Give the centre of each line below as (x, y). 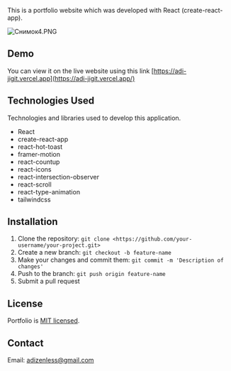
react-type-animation (49, 192)
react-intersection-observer (58, 177)
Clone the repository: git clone (63, 239)
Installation (33, 222)
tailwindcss (34, 199)
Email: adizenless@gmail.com (51, 360)
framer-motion (39, 154)
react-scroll (34, 184)
